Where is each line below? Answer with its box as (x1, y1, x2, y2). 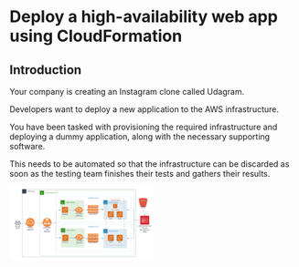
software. (9, 141, 46, 151)
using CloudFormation (9, 26, 183, 46)
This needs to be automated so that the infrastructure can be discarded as (9, 159, 290, 169)
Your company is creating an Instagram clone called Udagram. (9, 87, 245, 97)
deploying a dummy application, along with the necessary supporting (9, 131, 271, 142)
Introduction (9, 62, 82, 77)
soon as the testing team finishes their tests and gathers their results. (9, 169, 271, 179)
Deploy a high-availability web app (9, 6, 279, 27)
